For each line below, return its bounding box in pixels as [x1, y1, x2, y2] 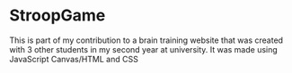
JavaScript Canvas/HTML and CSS [9, 53, 139, 64]
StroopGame [9, 5, 106, 26]
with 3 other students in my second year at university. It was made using [9, 44, 279, 54]
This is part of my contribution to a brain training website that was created [9, 35, 284, 45]
